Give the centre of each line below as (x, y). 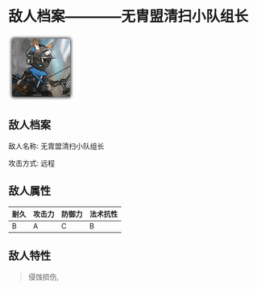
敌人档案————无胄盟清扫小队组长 (128, 17)
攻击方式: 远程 (31, 163)
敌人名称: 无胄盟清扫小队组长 (56, 146)
